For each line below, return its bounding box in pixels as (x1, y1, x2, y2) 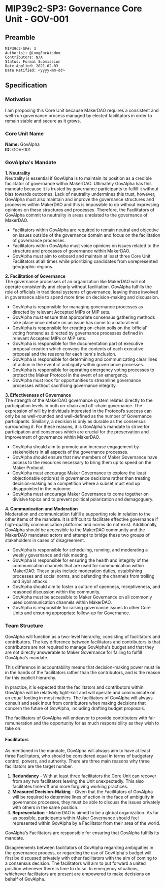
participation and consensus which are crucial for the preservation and (5, 429, 149, 435)
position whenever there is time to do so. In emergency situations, (5, 865, 139, 871)
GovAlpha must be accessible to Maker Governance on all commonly (12, 594, 152, 600)
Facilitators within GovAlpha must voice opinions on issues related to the (12, 243, 160, 249)
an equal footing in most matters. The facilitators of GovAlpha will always (5, 695, 153, 701)
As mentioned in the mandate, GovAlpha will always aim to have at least (5, 747, 151, 754)
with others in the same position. (12, 804, 79, 810)
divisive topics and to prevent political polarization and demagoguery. (12, 496, 154, 502)
